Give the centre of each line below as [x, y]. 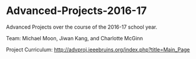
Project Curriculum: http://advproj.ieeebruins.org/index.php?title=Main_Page [98, 49]
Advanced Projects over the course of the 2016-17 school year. [82, 27]
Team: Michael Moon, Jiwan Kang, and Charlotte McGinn [75, 38]
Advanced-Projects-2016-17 [76, 11]
